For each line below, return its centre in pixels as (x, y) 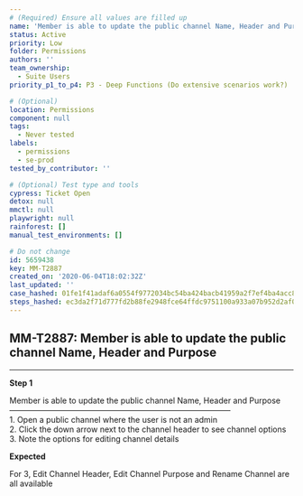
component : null (40, 118)
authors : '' (32, 60)
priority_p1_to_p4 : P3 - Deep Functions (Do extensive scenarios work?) (149, 85)
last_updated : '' (42, 285)
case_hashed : (34, 294)
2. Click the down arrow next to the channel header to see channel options (148, 429)
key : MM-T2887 (36, 268)
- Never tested (46, 135)
